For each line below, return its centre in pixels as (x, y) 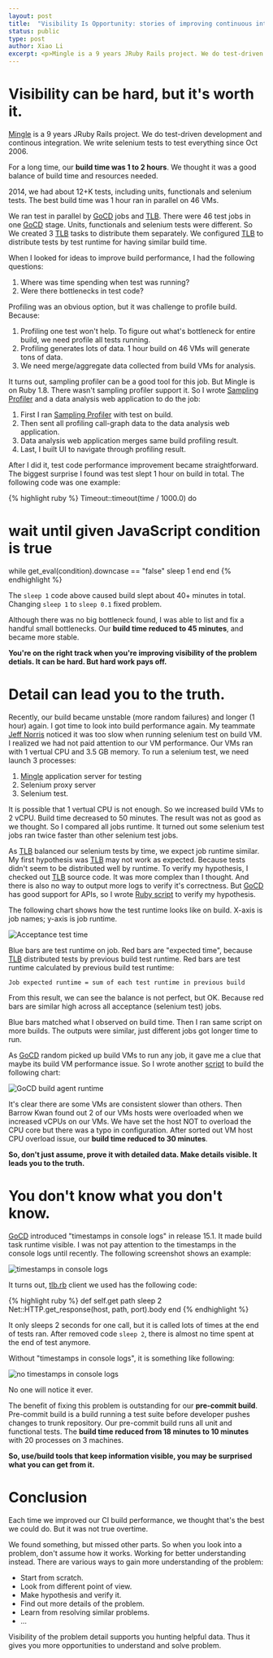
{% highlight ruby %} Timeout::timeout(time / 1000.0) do (103, 498)
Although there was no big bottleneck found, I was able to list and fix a (126, 619)
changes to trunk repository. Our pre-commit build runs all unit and (121, 1423)
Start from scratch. (52, 1577)
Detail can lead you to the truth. (117, 695)
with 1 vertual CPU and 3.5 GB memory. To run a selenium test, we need (129, 751)
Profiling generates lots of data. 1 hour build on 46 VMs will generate (135, 348)
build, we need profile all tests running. (85, 340)
